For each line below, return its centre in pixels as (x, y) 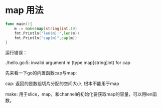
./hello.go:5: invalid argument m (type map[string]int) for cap (68, 62)
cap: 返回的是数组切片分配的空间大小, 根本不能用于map (62, 83)
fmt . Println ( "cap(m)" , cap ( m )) (46, 38)
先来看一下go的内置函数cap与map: (41, 73)
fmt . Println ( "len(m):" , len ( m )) (47, 33)
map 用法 (25, 10)
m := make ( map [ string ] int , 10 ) (46, 28)
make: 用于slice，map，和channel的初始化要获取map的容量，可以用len (79, 94)
